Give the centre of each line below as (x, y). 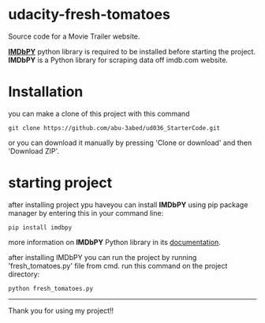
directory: (24, 274)
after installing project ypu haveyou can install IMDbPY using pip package (128, 204)
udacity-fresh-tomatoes (90, 15)
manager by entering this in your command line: (86, 213)
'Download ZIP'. (34, 150)
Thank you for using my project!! (61, 310)
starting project (60, 183)
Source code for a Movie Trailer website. (74, 36)
